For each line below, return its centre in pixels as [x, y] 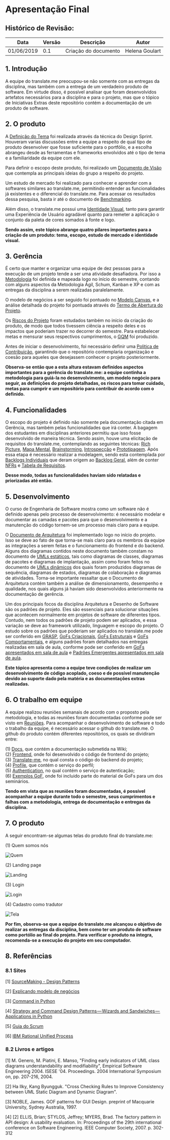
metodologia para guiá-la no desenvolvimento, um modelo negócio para [83, 378]
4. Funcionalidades [36, 410]
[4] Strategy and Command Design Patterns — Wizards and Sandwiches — [82, 1011]
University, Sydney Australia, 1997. [41, 1107]
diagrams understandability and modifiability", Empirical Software [74, 1066]
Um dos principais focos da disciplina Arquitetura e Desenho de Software [82, 604]
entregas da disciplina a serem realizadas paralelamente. [65, 290]
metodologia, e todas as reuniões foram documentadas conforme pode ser [84, 717]
